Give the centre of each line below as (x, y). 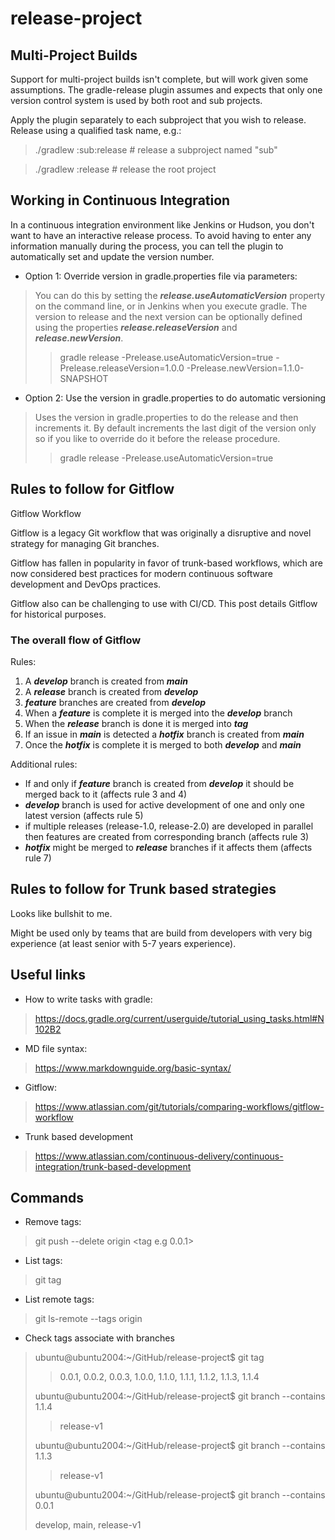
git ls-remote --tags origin (88, 1319)
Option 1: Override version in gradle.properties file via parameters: (161, 276)
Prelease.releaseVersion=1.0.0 (122, 368)
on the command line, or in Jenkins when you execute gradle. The (171, 306)
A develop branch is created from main (106, 681)
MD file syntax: (56, 1048)
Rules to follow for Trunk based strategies (143, 889)
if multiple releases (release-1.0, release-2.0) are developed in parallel (169, 826)
